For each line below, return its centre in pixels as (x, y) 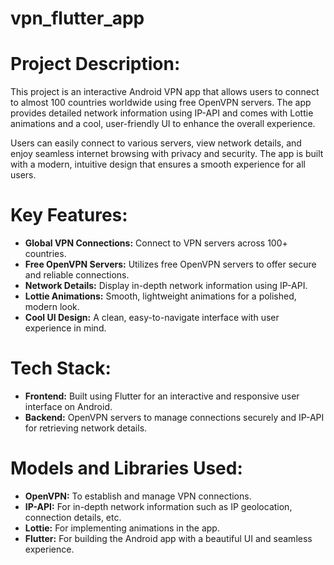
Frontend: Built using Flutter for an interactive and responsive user (162, 396)
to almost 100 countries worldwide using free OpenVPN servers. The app (161, 103)
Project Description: (95, 64)
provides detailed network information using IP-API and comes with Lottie (162, 113)
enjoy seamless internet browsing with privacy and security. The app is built (167, 154)
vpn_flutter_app (77, 18)
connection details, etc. (73, 517)
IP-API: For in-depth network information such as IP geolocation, (158, 506)
